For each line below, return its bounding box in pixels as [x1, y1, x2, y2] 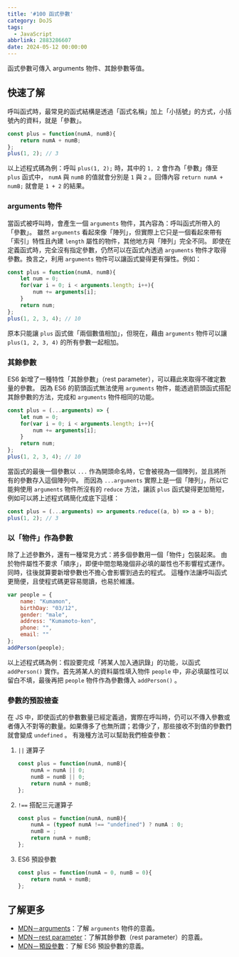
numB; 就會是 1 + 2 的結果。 [7, 182, 89, 190]
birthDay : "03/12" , [20, 604, 78, 611]
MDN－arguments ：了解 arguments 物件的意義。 [17, 924, 159, 933]
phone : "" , [20, 624, 53, 631]
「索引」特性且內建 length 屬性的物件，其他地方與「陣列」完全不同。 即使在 [7, 237, 231, 245]
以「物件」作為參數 [7, 532, 73, 542]
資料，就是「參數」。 [26, 115, 85, 125]
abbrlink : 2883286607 [7, 37, 72, 44]
